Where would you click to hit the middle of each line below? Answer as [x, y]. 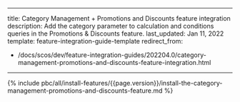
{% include [24, 83]
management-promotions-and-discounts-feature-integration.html [114, 62]
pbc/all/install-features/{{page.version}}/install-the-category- [132, 83]
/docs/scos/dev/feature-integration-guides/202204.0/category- [112, 55]
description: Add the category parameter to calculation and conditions [111, 26]
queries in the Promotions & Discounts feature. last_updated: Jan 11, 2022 [116, 34]
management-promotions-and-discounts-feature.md [85, 91]
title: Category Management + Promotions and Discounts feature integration [119, 18]
